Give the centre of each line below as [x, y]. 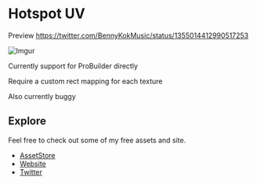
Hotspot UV [47, 14]
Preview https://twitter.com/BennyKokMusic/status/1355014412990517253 [128, 35]
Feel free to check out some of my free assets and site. [97, 140]
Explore [27, 121]
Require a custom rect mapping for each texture [85, 81]
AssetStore [37, 155]
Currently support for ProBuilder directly [73, 66]
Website [33, 164]
